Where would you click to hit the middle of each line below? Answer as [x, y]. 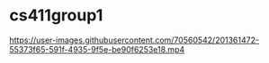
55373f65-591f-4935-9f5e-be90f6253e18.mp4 [97, 49]
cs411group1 [56, 16]
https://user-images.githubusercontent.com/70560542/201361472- [134, 40]
